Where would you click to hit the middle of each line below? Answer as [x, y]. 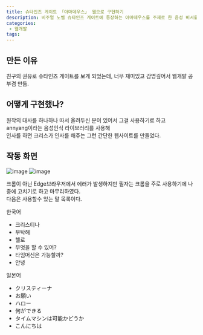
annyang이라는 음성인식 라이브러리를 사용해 [58, 128]
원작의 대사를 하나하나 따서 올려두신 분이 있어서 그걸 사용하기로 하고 [86, 120]
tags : [13, 34]
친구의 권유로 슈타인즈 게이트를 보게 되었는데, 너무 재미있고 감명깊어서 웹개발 [97, 76]
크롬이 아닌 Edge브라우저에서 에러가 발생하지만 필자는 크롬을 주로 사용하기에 [97, 184]
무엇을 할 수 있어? [36, 247]
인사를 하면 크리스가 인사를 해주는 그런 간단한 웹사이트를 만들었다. [84, 135]
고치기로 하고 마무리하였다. [49, 191]
